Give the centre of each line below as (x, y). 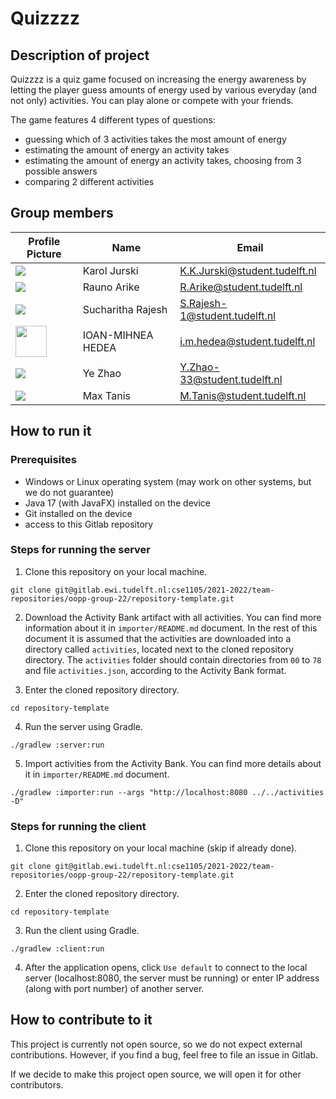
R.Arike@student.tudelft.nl (241, 287)
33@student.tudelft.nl (231, 379)
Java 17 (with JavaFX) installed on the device (117, 503)
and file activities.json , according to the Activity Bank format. (155, 670)
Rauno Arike (111, 287)
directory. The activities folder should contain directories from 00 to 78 (173, 659)
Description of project (80, 55)
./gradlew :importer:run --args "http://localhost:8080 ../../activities (167, 792)
